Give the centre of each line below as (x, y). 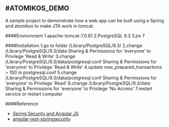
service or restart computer (34, 94)
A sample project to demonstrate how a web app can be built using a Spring (84, 20)
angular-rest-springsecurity (42, 119)
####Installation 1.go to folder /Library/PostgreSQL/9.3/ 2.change (74, 46)
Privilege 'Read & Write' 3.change (40, 56)
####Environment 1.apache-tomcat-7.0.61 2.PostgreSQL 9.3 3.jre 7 (75, 35)
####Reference (22, 104)
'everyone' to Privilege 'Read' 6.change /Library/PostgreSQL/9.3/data (78, 83)
